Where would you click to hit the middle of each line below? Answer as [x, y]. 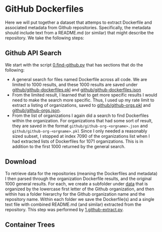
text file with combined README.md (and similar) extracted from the [73, 204]
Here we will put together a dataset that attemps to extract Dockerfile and [79, 22]
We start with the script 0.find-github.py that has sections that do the [74, 65]
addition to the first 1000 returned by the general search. [69, 146]
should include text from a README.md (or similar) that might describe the [80, 33]
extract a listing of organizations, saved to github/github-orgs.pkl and [81, 105]
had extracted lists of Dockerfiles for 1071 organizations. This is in [78, 141]
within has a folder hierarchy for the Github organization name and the [75, 194]
